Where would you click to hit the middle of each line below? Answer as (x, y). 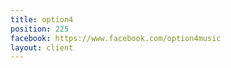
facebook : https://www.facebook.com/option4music (116, 38)
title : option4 (42, 19)
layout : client (42, 47)
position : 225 (40, 29)
